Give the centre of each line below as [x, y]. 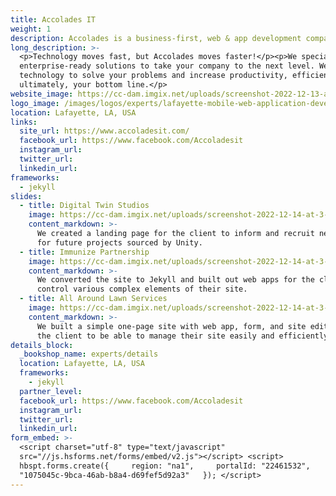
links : [24, 122]
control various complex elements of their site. [142, 289]
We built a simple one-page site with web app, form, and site [171, 326]
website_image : [42, 94]
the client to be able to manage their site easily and [155, 336]
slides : [26, 196]
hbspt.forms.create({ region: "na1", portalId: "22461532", [165, 466]
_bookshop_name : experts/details [89, 354]
